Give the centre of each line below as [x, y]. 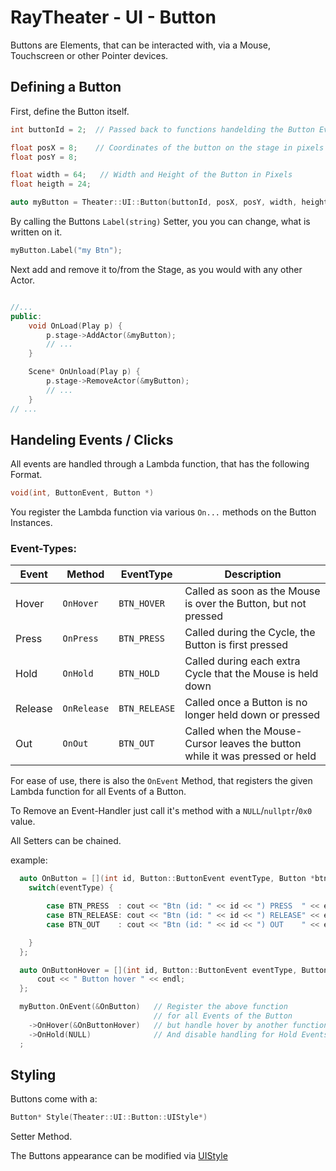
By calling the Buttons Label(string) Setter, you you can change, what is [160, 221]
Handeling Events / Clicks [92, 439]
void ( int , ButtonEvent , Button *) [82, 493]
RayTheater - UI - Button [113, 17]
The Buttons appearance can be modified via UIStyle [119, 1156]
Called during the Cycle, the [250, 633]
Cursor [201, 744]
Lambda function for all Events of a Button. [98, 792]
